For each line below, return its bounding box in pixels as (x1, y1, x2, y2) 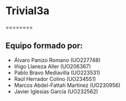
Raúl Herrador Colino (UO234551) (14, 75, 97, 82)
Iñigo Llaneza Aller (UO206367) (14, 63, 91, 70)
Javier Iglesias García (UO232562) (14, 87, 98, 95)
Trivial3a (5, 4, 49, 18)
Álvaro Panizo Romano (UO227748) (14, 56, 101, 63)
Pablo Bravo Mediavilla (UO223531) (14, 69, 101, 76)
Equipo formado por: (5, 41, 83, 51)
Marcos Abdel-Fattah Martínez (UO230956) (14, 82, 121, 89)
